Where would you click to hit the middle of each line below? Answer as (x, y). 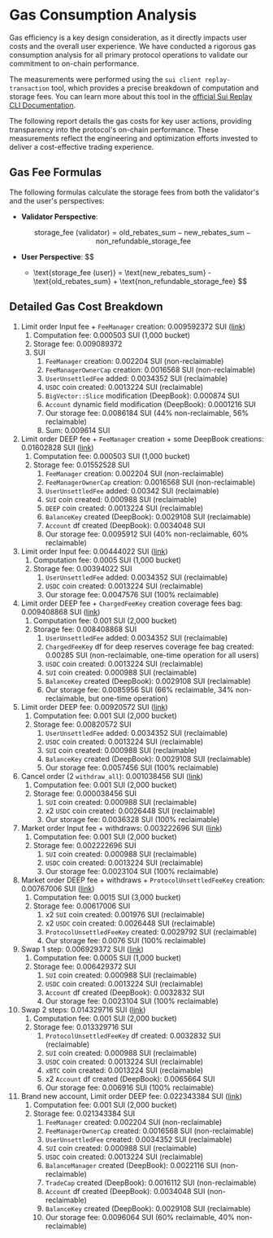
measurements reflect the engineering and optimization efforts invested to (134, 138)
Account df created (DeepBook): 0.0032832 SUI (125, 992)
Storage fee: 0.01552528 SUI (81, 465)
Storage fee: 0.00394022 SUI (82, 568)
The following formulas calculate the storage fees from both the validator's (134, 192)
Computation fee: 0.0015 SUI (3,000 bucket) (107, 897)
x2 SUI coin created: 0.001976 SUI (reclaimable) (125, 914)
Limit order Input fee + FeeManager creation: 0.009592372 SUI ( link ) (133, 326)
